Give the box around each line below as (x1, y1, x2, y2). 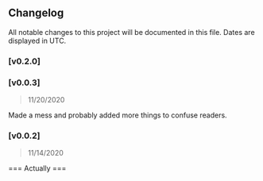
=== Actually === (8, 164, 67, 173)
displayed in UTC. (8, 36, 67, 45)
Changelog (8, 6, 64, 20)
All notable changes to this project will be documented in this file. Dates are (8, 27, 256, 37)
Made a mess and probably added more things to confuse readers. (8, 110, 228, 120)
